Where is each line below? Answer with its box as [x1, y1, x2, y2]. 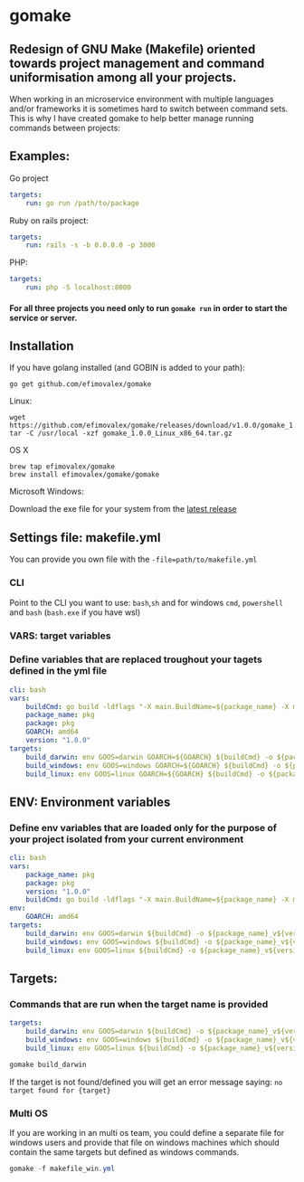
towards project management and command [9, 55, 265, 71]
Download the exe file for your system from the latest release [9, 504, 237, 515]
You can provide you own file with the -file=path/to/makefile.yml [9, 553, 258, 565]
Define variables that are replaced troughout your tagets [9, 653, 262, 666]
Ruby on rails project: [9, 214, 89, 226]
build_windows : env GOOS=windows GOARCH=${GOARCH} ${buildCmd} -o [25, 761, 281, 770]
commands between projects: [9, 123, 120, 133]
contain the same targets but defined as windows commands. [9, 1146, 240, 1158]
